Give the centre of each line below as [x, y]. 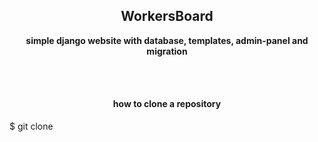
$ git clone [31, 126]
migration [167, 51]
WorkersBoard [167, 16]
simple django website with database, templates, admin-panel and [167, 40]
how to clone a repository [167, 104]
